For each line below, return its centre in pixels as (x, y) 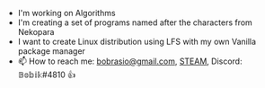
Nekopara (36, 32)
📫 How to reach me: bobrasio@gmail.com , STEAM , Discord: (130, 61)
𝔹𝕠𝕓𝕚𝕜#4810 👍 (47, 75)
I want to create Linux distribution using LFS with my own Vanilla (137, 41)
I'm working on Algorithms (66, 13)
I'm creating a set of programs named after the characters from (135, 22)
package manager (51, 51)
